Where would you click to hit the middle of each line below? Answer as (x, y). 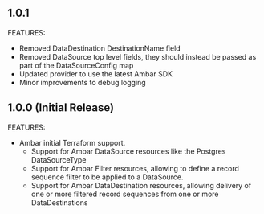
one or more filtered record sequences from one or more (125, 194)
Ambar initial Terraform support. (72, 142)
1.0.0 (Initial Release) (61, 108)
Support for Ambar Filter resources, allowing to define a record (135, 168)
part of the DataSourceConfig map (76, 65)
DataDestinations (59, 202)
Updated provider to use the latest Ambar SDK (96, 74)
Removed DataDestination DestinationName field (100, 48)
